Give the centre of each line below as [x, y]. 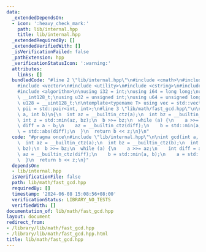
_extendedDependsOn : [38, 18]
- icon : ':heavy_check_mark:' [50, 23]
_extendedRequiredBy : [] [44, 40]
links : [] [30, 75]
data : [13, 12]
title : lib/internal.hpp [49, 35]
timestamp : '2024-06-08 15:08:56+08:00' [64, 194]
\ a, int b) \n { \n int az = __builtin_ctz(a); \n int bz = [94, 114]
